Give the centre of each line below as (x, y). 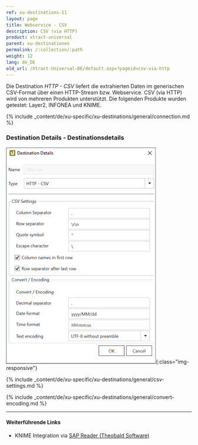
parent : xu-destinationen (38, 44)
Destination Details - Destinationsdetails (65, 138)
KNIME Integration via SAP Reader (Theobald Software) (82, 436)
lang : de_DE (21, 62)
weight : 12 (19, 56)
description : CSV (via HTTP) (42, 31)
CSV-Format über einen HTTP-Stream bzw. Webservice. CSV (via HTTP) (94, 92)
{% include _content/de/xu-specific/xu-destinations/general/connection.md (98, 116)
